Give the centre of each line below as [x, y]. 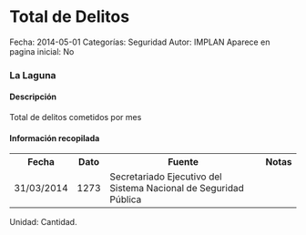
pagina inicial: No [42, 51]
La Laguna [33, 75]
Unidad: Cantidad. [43, 222]
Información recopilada [55, 138]
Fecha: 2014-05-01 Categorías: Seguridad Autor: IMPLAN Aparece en [140, 42]
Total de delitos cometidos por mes [76, 117]
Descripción [33, 97]
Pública [126, 199]
